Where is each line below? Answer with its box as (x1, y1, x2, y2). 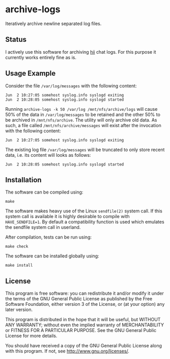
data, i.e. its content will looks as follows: (5, 152, 91, 158)
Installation (5, 175, 42, 184)
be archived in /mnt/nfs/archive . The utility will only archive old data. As (5, 116, 157, 123)
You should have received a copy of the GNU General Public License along (5, 343, 162, 349)
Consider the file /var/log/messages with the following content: (5, 83, 137, 89)
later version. (5, 306, 33, 313)
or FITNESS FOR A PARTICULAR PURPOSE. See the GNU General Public (5, 327, 157, 333)
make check (5, 244, 29, 249)
